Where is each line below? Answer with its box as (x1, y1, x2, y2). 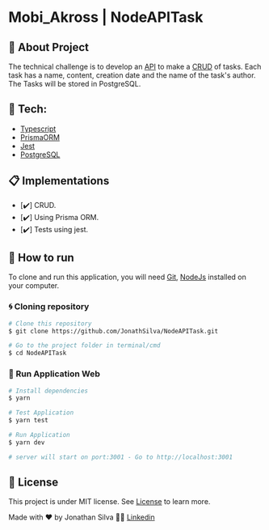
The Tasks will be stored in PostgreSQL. (8, 79, 141, 88)
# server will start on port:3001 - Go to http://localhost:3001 (8, 453, 233, 461)
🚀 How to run (8, 251, 74, 265)
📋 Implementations (8, 174, 110, 188)
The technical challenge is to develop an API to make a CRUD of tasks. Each (8, 61, 262, 71)
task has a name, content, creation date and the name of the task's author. (8, 70, 256, 80)
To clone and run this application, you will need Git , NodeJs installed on (8, 272, 246, 282)
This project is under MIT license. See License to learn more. (8, 497, 211, 507)
